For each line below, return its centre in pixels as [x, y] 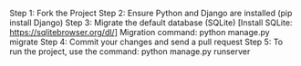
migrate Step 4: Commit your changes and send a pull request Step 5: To [146, 42]
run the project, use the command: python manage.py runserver [130, 52]
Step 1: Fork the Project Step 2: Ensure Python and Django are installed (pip [151, 13]
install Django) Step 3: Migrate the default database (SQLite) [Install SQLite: [151, 23]
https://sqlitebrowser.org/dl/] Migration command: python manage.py [140, 32]
